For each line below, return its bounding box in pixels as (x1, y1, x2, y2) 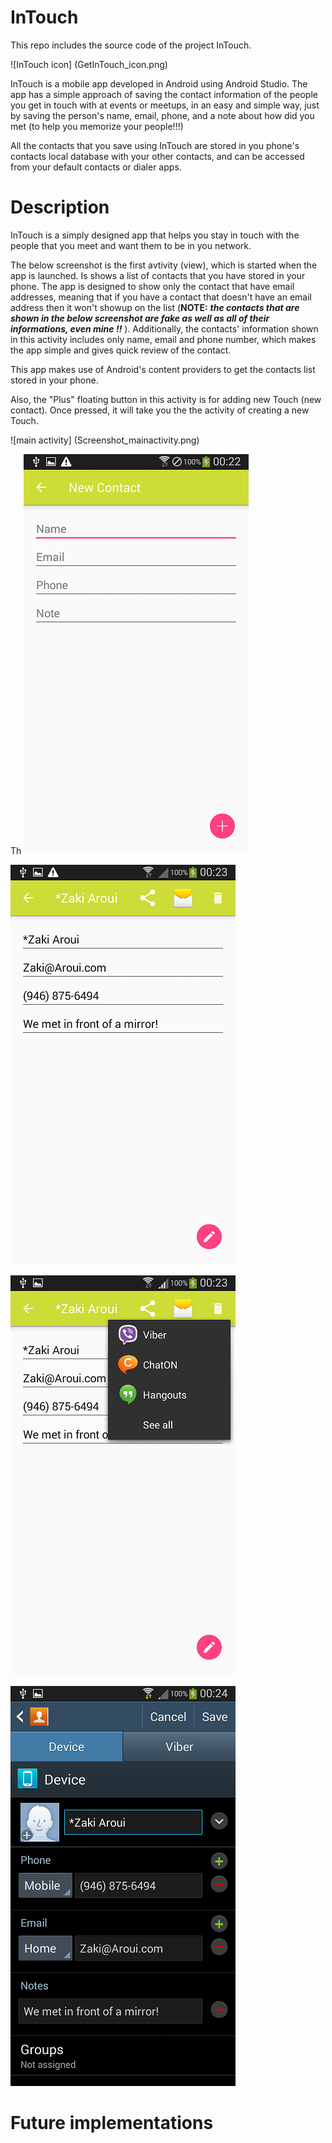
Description (10, 196, 110, 219)
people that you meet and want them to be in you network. (10, 239, 252, 251)
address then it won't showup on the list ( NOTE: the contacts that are (10, 301, 300, 313)
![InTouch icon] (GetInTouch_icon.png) (10, 58, 168, 70)
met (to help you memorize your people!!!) (10, 120, 184, 132)
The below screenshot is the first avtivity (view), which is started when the (10, 259, 318, 271)
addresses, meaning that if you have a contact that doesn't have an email (10, 291, 312, 303)
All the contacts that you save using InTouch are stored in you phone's (10, 139, 300, 151)
